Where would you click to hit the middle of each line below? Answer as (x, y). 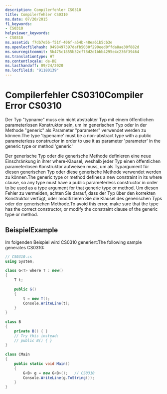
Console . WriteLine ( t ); (47, 303)
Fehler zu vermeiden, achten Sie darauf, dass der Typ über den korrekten (81, 193)
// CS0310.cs (19, 257)
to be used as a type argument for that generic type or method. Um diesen (82, 188)
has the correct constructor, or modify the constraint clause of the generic (82, 209)
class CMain (17, 354)
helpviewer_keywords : (28, 33)
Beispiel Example (32, 230)
